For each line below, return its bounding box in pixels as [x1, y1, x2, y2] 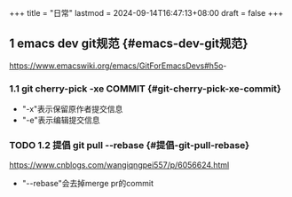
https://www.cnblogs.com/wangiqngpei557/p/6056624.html [9, 160, 230, 170]
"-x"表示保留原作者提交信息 [21, 104, 123, 114]
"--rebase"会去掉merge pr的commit [21, 178, 154, 189]
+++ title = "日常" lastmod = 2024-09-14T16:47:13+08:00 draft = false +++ [9, 8, 284, 18]
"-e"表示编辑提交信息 [21, 114, 100, 126]
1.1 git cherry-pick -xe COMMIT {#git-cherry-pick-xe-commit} [9, 83, 281, 95]
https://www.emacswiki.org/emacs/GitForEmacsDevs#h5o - [9, 60, 227, 71]
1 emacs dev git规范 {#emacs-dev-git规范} [9, 36, 249, 51]
